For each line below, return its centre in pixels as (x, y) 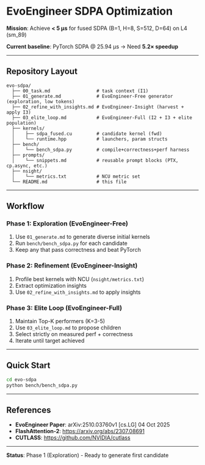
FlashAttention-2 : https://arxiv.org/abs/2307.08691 (80, 431)
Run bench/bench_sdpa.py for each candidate (71, 243)
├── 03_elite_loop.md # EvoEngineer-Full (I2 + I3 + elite (102, 117)
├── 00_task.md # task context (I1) (80, 91)
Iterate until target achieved (50, 341)
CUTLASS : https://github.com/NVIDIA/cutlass (73, 438)
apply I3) (19, 112)
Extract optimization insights (51, 285)
